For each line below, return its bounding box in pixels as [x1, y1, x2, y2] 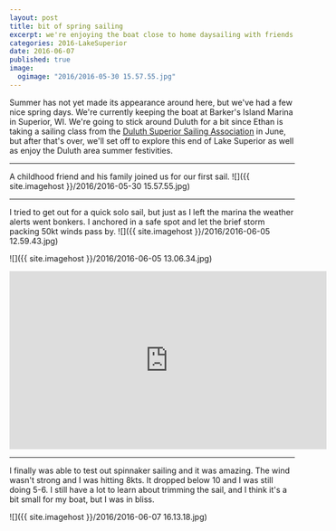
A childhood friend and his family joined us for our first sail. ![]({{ [9, 171, 251, 182]
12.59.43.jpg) [9, 235, 59, 246]
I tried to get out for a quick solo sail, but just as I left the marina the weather [9, 206, 294, 217]
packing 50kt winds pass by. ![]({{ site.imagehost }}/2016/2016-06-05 [9, 225, 271, 236]
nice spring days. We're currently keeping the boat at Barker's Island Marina [9, 106, 293, 118]
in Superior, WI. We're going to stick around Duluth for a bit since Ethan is [9, 116, 283, 127]
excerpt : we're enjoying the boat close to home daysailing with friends [9, 30, 294, 39]
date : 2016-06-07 [9, 47, 75, 56]
